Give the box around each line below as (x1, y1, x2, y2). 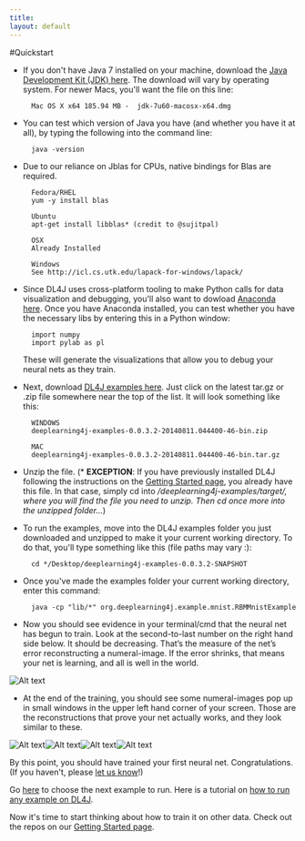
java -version (31, 145, 85, 154)
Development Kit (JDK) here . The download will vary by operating (22, 74, 269, 85)
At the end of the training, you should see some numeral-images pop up (22, 693, 293, 704)
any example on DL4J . (9, 794, 94, 805)
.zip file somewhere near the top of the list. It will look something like (22, 390, 280, 401)
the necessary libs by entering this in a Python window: (22, 312, 230, 323)
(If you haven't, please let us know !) (9, 766, 144, 777)
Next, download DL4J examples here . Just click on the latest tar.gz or (22, 381, 284, 392)
